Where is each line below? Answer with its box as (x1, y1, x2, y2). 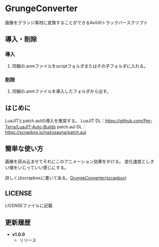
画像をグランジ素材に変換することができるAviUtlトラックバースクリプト (5, 19, 148, 25)
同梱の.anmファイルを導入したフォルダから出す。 (12, 88, 111, 94)
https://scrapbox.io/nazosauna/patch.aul (5, 129, 86, 135)
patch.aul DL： (56, 123, 86, 129)
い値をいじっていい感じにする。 (5, 164, 69, 170)
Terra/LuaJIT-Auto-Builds (5, 123, 56, 129)
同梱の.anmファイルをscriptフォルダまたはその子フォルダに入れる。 (12, 63, 148, 69)
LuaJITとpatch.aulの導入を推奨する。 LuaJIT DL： (5, 118, 106, 123)
